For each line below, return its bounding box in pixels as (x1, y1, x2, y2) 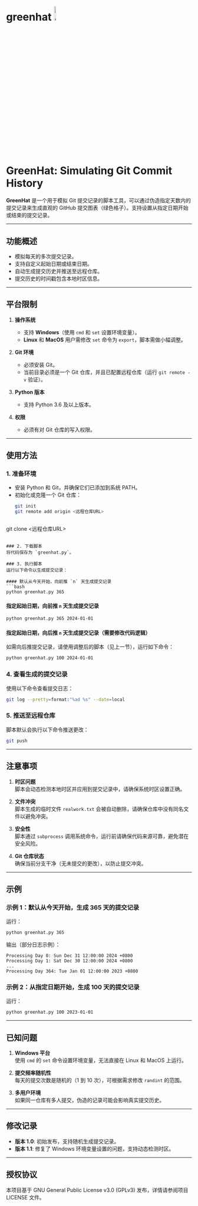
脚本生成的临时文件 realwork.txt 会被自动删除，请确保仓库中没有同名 (14, 805, 184, 812)
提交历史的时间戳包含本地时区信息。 (14, 275, 103, 282)
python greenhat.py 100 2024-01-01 (6, 655, 94, 661)
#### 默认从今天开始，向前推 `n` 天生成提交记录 (6, 579, 112, 585)
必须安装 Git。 (23, 361, 58, 368)
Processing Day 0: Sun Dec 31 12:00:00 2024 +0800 (6, 953, 133, 959)
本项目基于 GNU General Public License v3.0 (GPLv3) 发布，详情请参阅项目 (6, 1186, 189, 1194)
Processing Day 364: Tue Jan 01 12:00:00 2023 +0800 (6, 968, 138, 974)
